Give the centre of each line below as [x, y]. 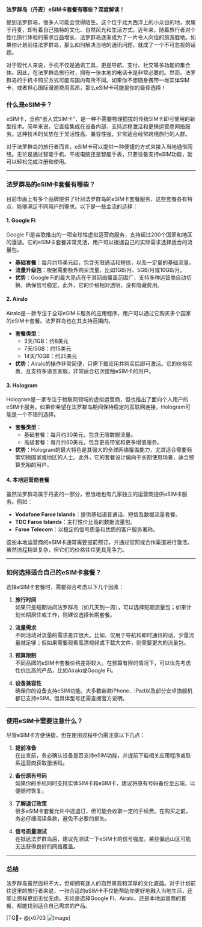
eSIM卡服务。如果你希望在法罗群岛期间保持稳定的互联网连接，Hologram [96, 407]
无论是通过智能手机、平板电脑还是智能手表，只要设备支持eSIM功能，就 [105, 154]
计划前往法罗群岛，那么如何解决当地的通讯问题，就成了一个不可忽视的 [103, 45]
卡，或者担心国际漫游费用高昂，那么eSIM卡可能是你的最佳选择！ [86, 88]
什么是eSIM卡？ [29, 105]
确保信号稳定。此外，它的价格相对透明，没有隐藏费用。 [94, 285]
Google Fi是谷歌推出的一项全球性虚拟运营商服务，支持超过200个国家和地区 [99, 235]
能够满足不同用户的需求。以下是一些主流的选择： [77, 206]
